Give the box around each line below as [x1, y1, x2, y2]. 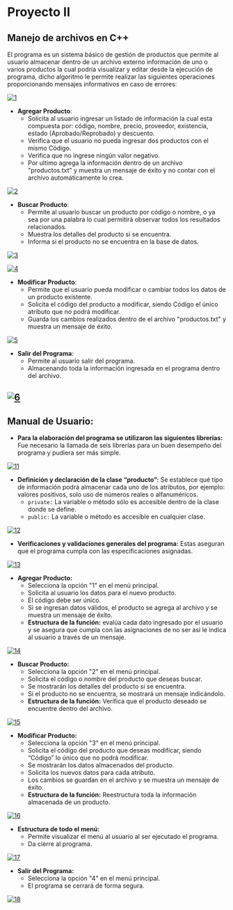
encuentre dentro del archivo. [27, 705, 113, 713]
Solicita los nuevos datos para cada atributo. [27, 769, 156, 777]
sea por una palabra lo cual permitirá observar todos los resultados [27, 215, 220, 223]
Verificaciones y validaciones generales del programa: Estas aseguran [17, 540, 225, 548]
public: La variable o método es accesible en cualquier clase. [27, 512, 205, 521]
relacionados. [27, 223, 67, 230]
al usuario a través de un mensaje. [27, 633, 127, 641]
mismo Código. [27, 144, 72, 152]
